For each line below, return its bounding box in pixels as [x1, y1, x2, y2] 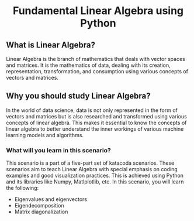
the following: [6, 185, 39, 192]
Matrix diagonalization [14, 208, 68, 215]
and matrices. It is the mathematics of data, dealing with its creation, [6, 62, 171, 69]
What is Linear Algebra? [6, 40, 95, 50]
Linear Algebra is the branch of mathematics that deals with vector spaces [6, 56, 185, 62]
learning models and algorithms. [6, 131, 84, 138]
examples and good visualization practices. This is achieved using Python [6, 172, 184, 179]
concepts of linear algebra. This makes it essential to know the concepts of [6, 119, 187, 126]
